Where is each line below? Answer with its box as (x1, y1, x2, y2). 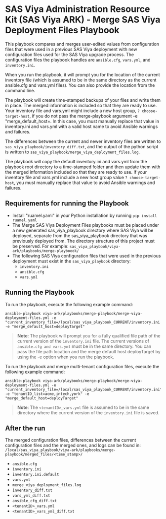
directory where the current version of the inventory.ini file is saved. (17, 409, 160, 415)
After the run (5, 424, 45, 432)
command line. (5, 87, 36, 93)
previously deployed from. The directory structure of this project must (12, 238, 155, 244)
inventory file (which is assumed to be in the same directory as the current (5, 77, 157, 83)
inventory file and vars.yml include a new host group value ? (5, 174, 127, 180)
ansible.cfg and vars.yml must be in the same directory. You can (17, 343, 152, 349)
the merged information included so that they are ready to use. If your (5, 169, 147, 175)
